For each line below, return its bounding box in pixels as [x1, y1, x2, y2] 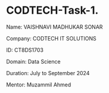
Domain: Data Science [6, 58, 61, 65]
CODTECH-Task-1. [6, 4, 99, 17]
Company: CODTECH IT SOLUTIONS [6, 35, 96, 42]
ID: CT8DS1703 [6, 46, 43, 54]
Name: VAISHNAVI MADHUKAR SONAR [6, 23, 103, 30]
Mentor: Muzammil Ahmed [6, 81, 71, 88]
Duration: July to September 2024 [6, 69, 90, 76]
